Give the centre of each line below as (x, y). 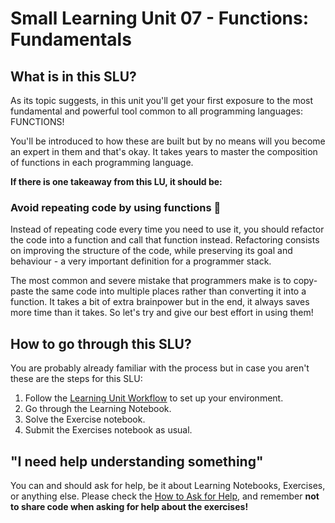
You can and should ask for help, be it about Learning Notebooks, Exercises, (168, 485)
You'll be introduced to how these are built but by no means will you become (168, 141)
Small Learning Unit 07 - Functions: (160, 18)
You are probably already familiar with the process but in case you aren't (160, 368)
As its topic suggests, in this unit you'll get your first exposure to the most (162, 100)
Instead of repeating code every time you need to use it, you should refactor (167, 229)
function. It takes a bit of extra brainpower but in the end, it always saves (160, 302)
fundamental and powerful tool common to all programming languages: (156, 111)
